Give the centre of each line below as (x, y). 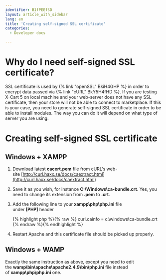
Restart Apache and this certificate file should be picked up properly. (83, 234)
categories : (17, 28)
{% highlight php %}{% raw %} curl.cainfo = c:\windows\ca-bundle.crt (85, 219)
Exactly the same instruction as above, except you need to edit (70, 262)
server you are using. (27, 118)
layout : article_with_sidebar (37, 14)
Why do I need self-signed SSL (70, 62)
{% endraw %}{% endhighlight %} (48, 224)
